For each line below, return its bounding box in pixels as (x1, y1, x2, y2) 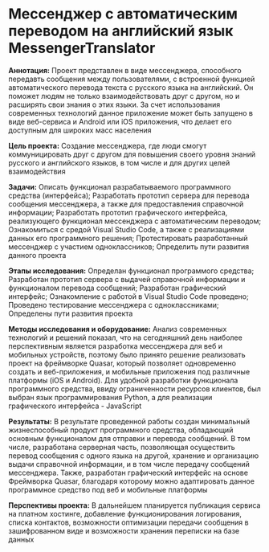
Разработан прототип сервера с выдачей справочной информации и (8, 274, 246, 284)
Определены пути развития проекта (8, 309, 133, 318)
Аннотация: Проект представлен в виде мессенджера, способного (8, 65, 243, 75)
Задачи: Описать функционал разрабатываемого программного (8, 182, 231, 191)
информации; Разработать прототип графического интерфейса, (8, 207, 228, 217)
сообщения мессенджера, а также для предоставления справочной (8, 198, 244, 209)
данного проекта (8, 250, 67, 260)
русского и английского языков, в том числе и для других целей (8, 157, 230, 167)
